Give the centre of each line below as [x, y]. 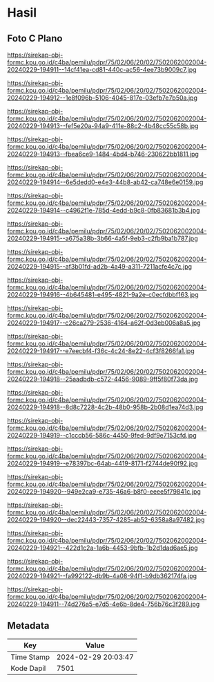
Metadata [28, 626]
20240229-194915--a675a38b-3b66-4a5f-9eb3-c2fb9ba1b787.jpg [103, 238]
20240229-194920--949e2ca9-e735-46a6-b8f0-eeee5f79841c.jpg [104, 492]
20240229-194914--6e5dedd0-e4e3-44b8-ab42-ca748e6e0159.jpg [105, 182]
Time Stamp [30, 657]
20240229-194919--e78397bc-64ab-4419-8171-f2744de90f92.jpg [103, 463]
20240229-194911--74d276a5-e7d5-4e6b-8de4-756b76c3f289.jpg [104, 604]
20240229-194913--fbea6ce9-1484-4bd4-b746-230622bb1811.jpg [103, 154]
